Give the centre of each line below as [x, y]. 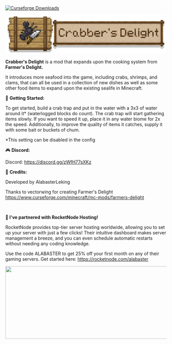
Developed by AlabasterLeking [38, 182]
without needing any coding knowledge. [48, 243]
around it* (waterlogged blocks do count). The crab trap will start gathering [85, 113]
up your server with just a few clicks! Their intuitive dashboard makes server [86, 232]
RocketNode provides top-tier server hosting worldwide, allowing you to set [85, 227]
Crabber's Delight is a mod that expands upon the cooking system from [81, 62]
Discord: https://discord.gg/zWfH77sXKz [48, 162]
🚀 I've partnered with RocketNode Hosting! [52, 217]
